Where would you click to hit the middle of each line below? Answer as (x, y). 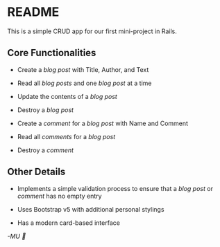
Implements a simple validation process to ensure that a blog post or (115, 188)
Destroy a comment (45, 150)
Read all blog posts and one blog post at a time (84, 83)
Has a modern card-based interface (68, 223)
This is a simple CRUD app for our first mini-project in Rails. (92, 31)
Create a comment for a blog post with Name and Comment (103, 123)
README (33, 12)
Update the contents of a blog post (67, 96)
